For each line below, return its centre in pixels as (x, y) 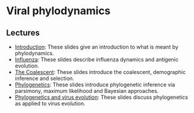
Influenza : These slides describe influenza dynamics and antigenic (96, 59)
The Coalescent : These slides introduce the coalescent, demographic (100, 72)
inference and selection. (44, 78)
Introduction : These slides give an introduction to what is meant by (96, 47)
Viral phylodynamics (59, 11)
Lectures (23, 33)
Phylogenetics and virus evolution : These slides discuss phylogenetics (101, 97)
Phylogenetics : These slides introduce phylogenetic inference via (95, 85)
